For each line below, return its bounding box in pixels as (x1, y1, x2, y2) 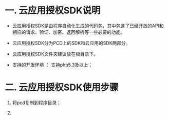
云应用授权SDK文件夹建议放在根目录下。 (12, 51, 99, 57)
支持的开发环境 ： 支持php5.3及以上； (12, 62, 93, 68)
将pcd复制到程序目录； (12, 99, 61, 106)
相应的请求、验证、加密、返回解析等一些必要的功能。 (12, 29, 125, 35)
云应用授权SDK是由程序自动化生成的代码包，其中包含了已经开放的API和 (12, 23, 164, 29)
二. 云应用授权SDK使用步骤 (5, 82, 119, 93)
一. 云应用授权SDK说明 (5, 5, 101, 16)
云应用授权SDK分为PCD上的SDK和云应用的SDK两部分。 (12, 39, 130, 46)
